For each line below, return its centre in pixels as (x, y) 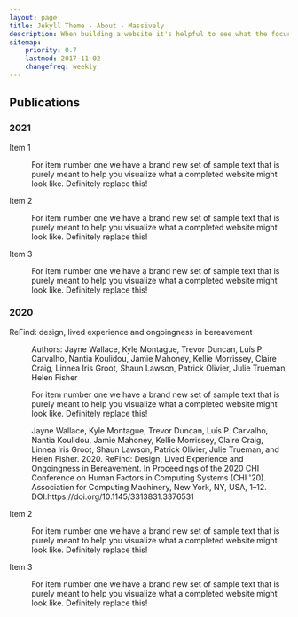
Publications (45, 103)
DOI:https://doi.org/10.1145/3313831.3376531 (113, 496)
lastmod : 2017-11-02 (63, 59)
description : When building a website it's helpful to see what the (138, 34)
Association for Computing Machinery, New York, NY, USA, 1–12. (149, 487)
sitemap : (25, 42)
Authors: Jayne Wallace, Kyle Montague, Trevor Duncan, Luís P (147, 349)
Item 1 (20, 147)
